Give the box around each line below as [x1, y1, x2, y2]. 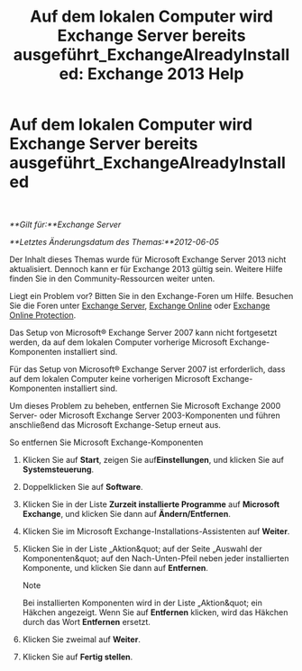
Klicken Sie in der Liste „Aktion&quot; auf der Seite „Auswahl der [22, 543, 263, 554]
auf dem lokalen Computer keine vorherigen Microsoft [9, 373, 211, 384]
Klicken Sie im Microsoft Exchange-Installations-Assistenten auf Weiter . [22, 525, 290, 537]
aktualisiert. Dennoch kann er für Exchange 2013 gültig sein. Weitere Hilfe [9, 263, 283, 274]
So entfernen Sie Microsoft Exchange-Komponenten [9, 437, 204, 448]
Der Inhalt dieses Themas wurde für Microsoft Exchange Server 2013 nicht [9, 254, 287, 265]
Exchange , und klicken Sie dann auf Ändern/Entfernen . [22, 508, 232, 519]
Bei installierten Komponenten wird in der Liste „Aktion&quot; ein [22, 597, 263, 608]
